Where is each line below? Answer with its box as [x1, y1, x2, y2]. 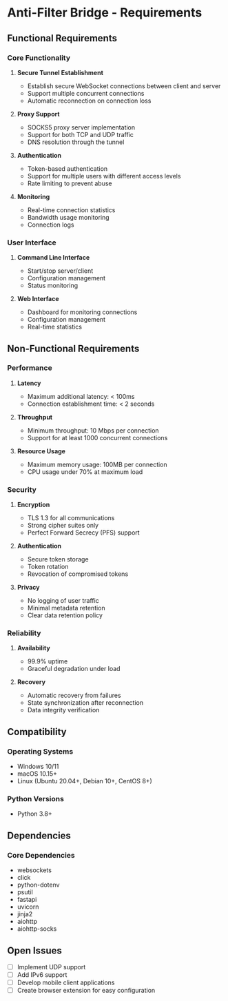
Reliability [7, 628, 41, 638]
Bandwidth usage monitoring [27, 213, 110, 221]
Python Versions [7, 794, 64, 804]
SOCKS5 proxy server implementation [27, 123, 136, 132]
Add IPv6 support [17, 971, 68, 979]
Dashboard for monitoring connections [27, 308, 138, 316]
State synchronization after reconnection [27, 699, 144, 707]
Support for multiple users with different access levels [27, 172, 181, 180]
